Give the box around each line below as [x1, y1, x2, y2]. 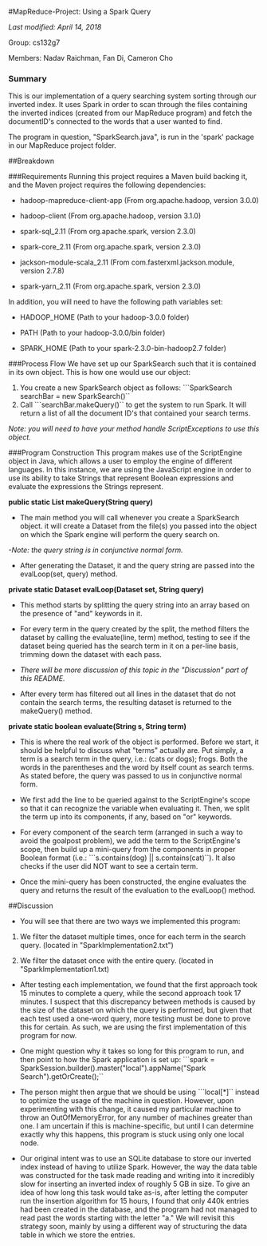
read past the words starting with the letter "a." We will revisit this [19, 1213, 235, 1223]
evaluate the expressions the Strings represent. [8, 482, 163, 492]
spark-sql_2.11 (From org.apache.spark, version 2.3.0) [19, 227, 197, 237]
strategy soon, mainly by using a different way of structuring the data [19, 1222, 247, 1232]
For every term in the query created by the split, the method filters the [19, 624, 249, 634]
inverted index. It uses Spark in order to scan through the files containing [8, 100, 249, 109]
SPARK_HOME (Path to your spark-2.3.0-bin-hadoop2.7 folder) [19, 344, 227, 353]
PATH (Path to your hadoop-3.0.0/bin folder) [19, 328, 166, 338]
